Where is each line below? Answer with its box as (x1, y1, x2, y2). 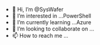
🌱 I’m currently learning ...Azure (12, 19, 92, 26)
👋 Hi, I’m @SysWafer (12, 6, 64, 13)
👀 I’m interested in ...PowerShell (12, 12, 92, 19)
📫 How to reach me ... (12, 32, 68, 39)
